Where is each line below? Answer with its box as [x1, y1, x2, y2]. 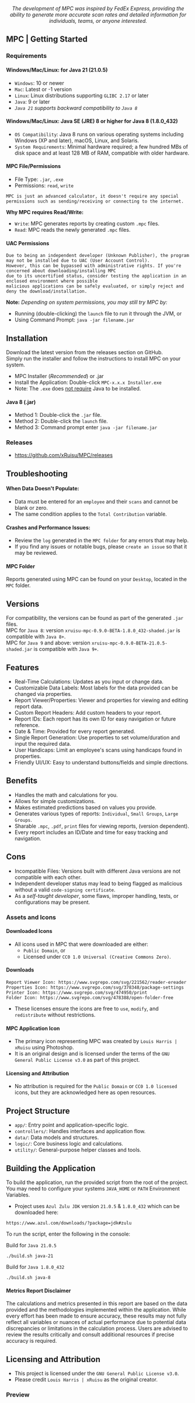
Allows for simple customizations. [14, 797, 96, 804]
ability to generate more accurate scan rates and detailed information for [9, 11, 187, 18]
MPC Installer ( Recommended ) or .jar [14, 372, 104, 379]
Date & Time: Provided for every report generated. [14, 728, 135, 735]
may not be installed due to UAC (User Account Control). [6, 258, 150, 264]
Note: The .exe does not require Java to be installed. [14, 385, 141, 392]
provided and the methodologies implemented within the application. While [6, 1306, 186, 1313]
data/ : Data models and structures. [14, 1134, 99, 1141]
